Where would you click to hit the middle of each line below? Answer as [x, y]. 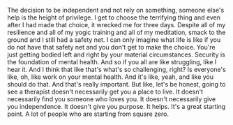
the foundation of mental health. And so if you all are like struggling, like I [112, 62]
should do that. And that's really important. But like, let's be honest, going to [116, 84]
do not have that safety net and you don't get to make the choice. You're [111, 47]
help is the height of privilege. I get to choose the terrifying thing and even [114, 17]
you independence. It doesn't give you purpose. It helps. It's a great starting [116, 106]
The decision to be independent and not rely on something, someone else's [116, 10]
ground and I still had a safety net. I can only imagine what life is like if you [114, 40]
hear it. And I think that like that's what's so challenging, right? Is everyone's [117, 69]
